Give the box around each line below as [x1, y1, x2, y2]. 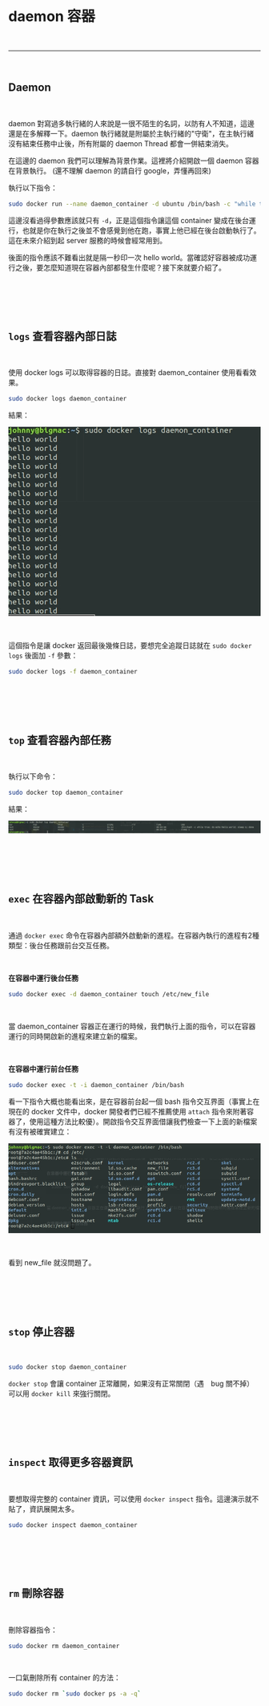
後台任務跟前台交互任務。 [29, 940, 114, 950]
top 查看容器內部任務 [8, 733, 112, 747]
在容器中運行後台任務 [8, 973, 78, 983]
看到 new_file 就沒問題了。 [8, 1258, 96, 1268]
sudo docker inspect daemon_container [8, 1521, 138, 1529]
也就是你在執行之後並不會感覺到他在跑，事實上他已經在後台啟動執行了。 [22, 226, 261, 235]
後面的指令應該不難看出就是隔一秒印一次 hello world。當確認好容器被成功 [8, 252, 251, 262]
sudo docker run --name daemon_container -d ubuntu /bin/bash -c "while [8, 200, 256, 208]
